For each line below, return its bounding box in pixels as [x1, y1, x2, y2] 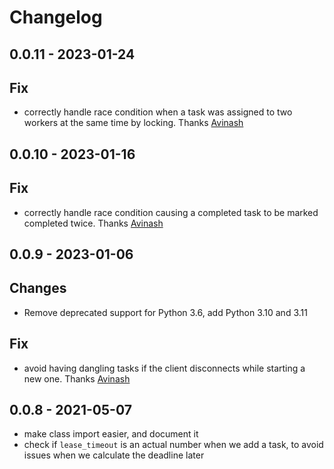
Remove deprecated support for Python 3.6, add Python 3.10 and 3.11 [23, 306, 308, 318]
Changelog [9, 6, 103, 29]
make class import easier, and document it [23, 428, 199, 440]
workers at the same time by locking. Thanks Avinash [23, 117, 244, 129]
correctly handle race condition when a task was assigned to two [23, 106, 293, 118]
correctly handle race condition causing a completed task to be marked [23, 206, 319, 218]
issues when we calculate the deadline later [23, 449, 205, 461]
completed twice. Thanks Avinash [23, 217, 164, 229]
